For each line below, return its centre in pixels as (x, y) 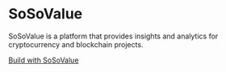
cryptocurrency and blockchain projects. (76, 44)
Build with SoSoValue (44, 60)
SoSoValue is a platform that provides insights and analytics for (113, 36)
